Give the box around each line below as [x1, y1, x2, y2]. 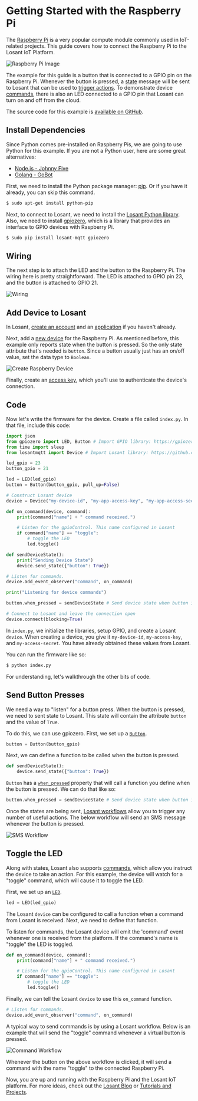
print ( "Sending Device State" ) [16, 557, 94, 563]
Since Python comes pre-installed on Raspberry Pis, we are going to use [6, 140, 183, 148]
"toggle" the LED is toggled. [6, 941, 74, 948]
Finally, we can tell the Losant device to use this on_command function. [6, 995, 173, 1002]
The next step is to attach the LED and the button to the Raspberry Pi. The [6, 267, 186, 274]
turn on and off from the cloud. [6, 96, 81, 104]
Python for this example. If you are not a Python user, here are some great [6, 147, 186, 154]
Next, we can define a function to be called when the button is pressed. [6, 752, 180, 759]
